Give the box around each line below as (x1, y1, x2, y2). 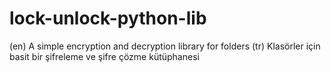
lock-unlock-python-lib (9, 7, 207, 30)
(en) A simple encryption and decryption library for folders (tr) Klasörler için (9, 40, 321, 52)
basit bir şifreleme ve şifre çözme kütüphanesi (9, 50, 200, 62)
